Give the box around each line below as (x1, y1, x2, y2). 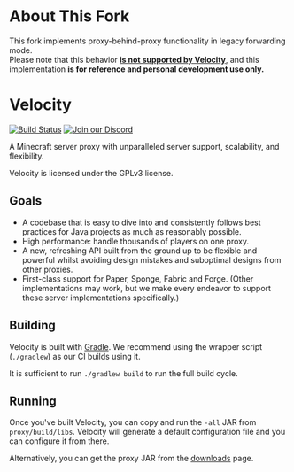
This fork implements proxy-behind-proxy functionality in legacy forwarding (9, 35, 286, 46)
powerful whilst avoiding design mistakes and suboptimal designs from (21, 254, 282, 265)
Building (9, 318, 56, 333)
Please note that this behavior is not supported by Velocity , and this (9, 54, 259, 65)
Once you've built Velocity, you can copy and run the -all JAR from (9, 417, 257, 428)
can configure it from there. (9, 436, 110, 446)
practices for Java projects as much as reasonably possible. (21, 226, 242, 236)
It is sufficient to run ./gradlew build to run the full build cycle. (9, 368, 238, 378)
